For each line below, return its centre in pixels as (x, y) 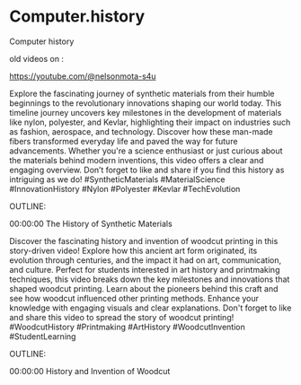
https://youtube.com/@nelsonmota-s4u (83, 76)
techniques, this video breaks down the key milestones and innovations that (150, 279)
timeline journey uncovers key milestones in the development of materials (146, 112)
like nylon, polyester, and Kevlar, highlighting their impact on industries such (150, 122)
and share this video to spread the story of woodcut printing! (122, 317)
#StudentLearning (43, 336)
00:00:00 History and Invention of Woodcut (90, 371)
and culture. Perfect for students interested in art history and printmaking (145, 269)
